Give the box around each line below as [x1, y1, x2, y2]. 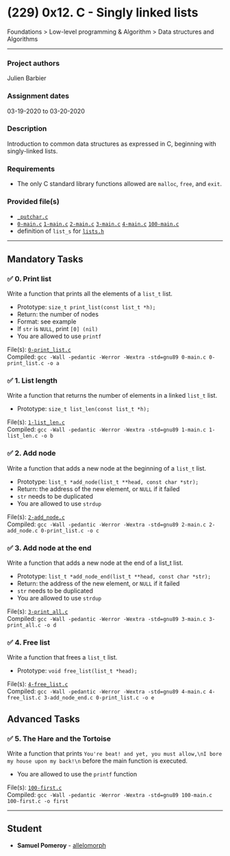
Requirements [7, 164, 55, 173]
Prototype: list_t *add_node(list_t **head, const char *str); [16, 477, 199, 486]
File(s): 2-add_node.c [7, 513, 65, 521]
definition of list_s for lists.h [16, 227, 105, 235]
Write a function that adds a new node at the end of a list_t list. [7, 559, 183, 567]
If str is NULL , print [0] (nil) [16, 325, 99, 333]
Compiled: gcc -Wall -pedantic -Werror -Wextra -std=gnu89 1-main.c [7, 425, 207, 433]
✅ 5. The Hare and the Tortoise [7, 734, 112, 743]
